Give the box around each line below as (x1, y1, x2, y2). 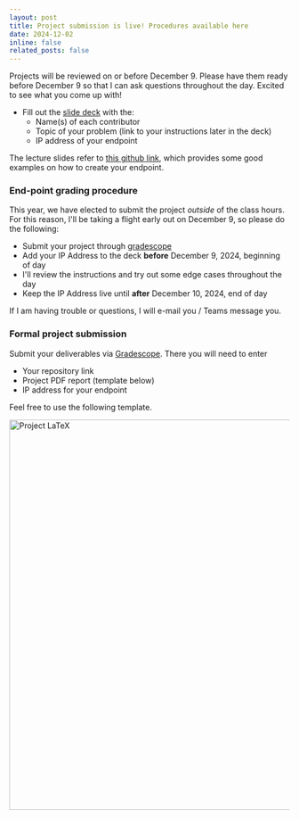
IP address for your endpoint (21, 385, 127, 395)
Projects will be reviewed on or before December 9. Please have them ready (9, 70, 288, 81)
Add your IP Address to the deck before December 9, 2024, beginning (21, 251, 280, 261)
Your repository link (21, 365, 94, 376)
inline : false (9, 37, 62, 47)
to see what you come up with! (9, 90, 123, 101)
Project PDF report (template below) (21, 375, 155, 385)
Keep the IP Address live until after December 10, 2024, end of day (21, 288, 268, 299)
